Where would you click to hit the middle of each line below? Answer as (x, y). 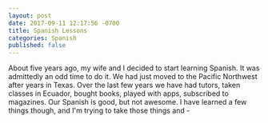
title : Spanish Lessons (48, 30)
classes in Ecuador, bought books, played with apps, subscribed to (119, 93)
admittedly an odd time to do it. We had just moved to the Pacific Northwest (133, 77)
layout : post (30, 16)
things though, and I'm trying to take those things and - (99, 111)
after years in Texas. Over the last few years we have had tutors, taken (124, 85)
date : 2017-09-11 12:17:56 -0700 (64, 23)
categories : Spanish (43, 38)
